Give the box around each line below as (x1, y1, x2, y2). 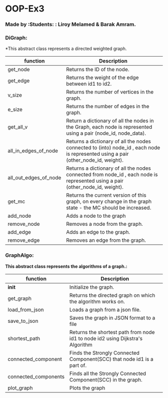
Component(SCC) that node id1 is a (69, 355, 153, 362)
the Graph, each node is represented (65, 124, 152, 131)
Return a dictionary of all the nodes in (65, 117, 154, 124)
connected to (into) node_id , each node (65, 144, 160, 151)
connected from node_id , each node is (65, 171, 158, 178)
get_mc (7, 198, 25, 205)
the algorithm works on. (69, 298, 125, 305)
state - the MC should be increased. (65, 204, 151, 211)
